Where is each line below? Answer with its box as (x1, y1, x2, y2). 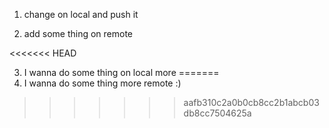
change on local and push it (23, 9, 139, 20)
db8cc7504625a (183, 107, 252, 119)
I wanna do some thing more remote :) (23, 77, 182, 89)
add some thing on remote (23, 28, 133, 39)
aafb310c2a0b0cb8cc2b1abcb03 (183, 97, 320, 108)
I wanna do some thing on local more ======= (23, 67, 220, 78)
